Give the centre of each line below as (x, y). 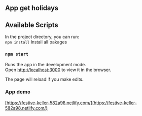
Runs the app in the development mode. (46, 64)
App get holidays (32, 8)
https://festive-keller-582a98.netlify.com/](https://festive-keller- (72, 103)
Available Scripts (32, 25)
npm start (17, 54)
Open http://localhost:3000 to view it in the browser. (58, 70)
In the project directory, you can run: (42, 37)
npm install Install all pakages (36, 42)
